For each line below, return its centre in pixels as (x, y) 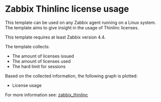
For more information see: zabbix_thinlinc (47, 95)
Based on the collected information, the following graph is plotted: (71, 76)
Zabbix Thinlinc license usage (67, 9)
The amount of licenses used (41, 61)
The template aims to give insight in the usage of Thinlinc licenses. (72, 27)
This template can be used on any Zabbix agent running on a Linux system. (80, 22)
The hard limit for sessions (39, 66)
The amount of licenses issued (43, 56)
